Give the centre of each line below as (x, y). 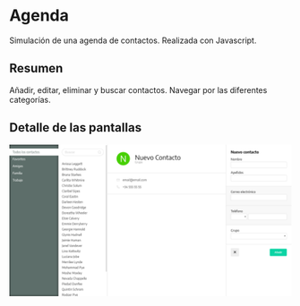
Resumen (36, 68)
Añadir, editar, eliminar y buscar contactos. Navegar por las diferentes (138, 89)
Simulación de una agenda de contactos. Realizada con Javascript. (133, 40)
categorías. (30, 99)
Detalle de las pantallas (75, 127)
